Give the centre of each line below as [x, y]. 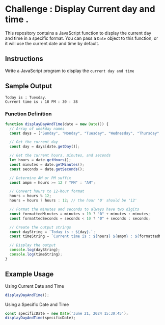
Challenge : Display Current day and [80, 9]
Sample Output [29, 86]
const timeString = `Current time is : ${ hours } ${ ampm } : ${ [74, 236]
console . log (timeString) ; [36, 254]
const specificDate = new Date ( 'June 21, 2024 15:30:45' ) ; [67, 313]
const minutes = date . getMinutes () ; [47, 164]
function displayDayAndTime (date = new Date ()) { [57, 124]
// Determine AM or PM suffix [40, 178]
